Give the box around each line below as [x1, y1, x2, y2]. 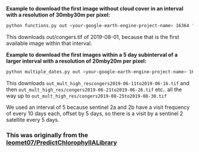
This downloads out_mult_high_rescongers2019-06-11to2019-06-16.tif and [6, 79, 190, 86]
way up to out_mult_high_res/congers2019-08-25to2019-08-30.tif [6, 92, 167, 99]
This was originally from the [6, 131, 88, 139]
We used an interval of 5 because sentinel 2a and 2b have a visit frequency [6, 104, 190, 111]
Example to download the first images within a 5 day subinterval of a [6, 51, 178, 58]
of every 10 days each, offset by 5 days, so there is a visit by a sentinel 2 [6, 109, 184, 117]
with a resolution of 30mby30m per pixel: [6, 11, 111, 18]
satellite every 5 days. [6, 116, 60, 123]
